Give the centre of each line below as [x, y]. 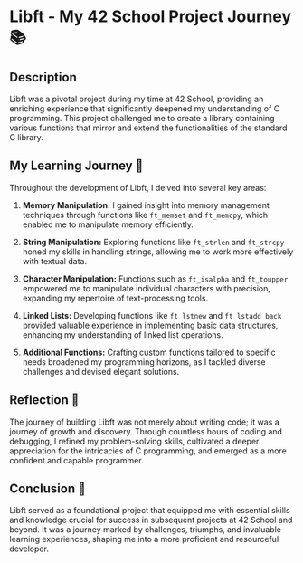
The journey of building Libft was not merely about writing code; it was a [145, 422]
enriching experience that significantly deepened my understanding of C [145, 109]
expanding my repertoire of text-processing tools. [115, 298]
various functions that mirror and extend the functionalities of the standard [148, 128]
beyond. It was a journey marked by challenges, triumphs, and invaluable [146, 530]
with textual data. [55, 261]
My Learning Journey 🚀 [76, 166]
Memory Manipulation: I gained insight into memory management [146, 205]
